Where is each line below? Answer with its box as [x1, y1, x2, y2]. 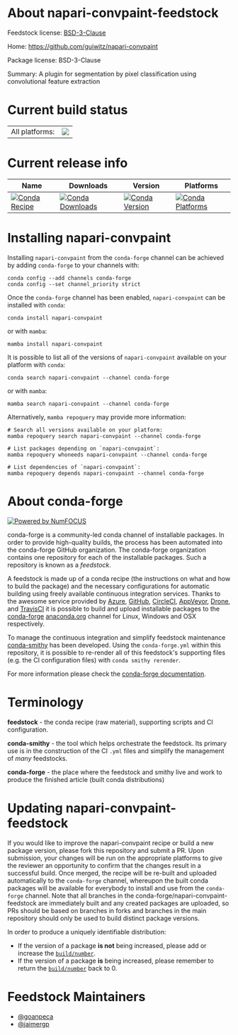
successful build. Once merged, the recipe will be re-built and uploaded [7, 869, 217, 877]
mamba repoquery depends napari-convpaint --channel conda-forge [7, 470, 204, 477]
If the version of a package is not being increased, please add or [17, 941, 207, 950]
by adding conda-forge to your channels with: [7, 261, 140, 269]
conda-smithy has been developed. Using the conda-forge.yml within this [7, 640, 222, 649]
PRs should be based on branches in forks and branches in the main [7, 906, 207, 915]
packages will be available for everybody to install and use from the [7, 883, 205, 892]
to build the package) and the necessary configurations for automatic [7, 582, 210, 590]
